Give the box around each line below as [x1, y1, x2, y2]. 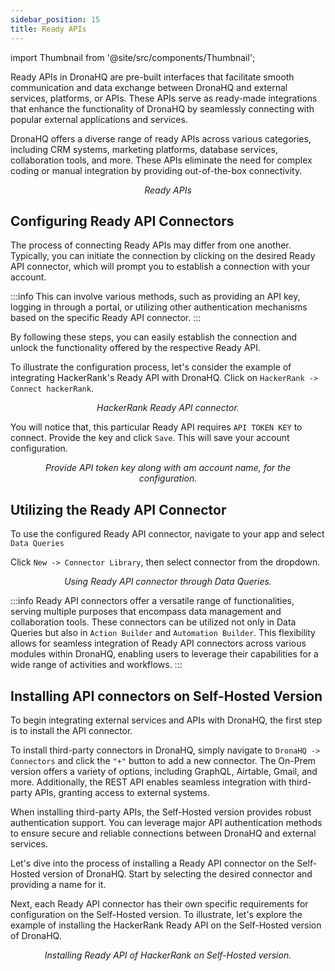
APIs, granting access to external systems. [34, 786, 210, 798]
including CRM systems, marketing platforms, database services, [10, 143, 278, 155]
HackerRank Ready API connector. [96, 402, 240, 414]
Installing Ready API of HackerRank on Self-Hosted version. [44, 949, 292, 961]
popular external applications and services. [10, 113, 188, 125]
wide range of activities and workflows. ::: [10, 659, 183, 671]
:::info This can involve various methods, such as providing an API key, [10, 291, 301, 303]
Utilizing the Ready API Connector [10, 501, 227, 518]
